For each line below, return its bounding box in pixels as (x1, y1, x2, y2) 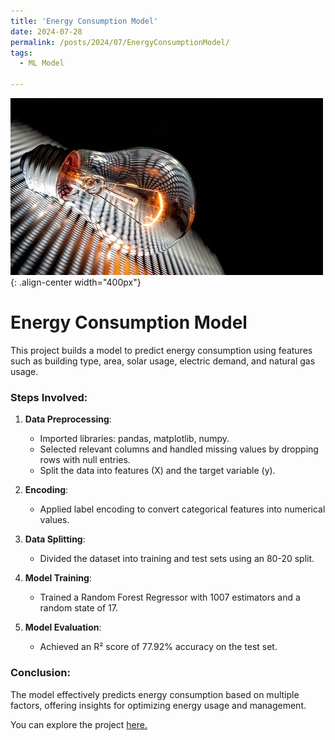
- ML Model (19, 58, 65, 69)
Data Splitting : (24, 533, 86, 545)
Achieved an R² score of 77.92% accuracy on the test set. (39, 641, 278, 653)
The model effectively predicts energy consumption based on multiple (10, 688, 300, 700)
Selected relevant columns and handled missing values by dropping (39, 443, 319, 455)
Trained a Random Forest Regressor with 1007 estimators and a (39, 591, 301, 604)
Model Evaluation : (24, 621, 102, 634)
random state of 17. (39, 602, 119, 614)
